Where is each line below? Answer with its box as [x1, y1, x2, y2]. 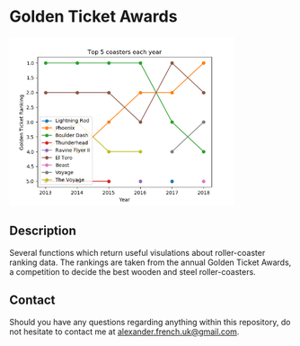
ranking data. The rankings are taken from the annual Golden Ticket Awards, [9, 257, 292, 268]
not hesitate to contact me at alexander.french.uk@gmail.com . [9, 326, 240, 337]
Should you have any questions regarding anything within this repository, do [9, 316, 291, 327]
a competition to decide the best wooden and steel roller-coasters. [9, 266, 256, 277]
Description [9, 223, 76, 239]
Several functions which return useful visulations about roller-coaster [9, 247, 266, 258]
